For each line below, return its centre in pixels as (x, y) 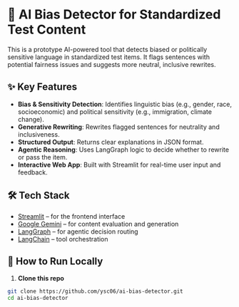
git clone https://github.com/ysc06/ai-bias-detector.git (95, 291)
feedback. (32, 172)
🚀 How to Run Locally (55, 261)
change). (31, 119)
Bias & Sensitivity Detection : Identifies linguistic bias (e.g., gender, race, (124, 104)
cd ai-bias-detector (38, 298)
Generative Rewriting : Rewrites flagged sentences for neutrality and (118, 127)
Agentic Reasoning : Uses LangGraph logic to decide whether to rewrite (123, 150)
